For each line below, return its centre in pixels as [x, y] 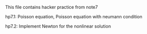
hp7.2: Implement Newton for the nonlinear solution [58, 26]
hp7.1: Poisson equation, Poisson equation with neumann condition [74, 17]
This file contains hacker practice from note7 [51, 7]
